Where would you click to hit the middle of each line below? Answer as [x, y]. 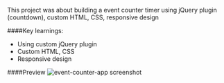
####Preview [26, 72]
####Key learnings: [35, 31]
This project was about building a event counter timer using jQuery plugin [112, 10]
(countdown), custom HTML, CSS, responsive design [83, 17]
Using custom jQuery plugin [57, 44]
